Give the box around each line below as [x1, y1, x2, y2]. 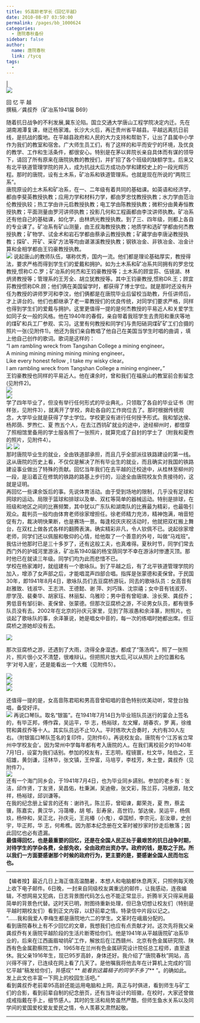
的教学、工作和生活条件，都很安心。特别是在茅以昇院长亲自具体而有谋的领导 [6, 148, 194, 156]
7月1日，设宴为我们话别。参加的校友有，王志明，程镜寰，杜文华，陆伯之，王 [6, 749, 194, 756]
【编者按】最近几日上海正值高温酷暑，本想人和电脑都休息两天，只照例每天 [6, 878, 189, 885]
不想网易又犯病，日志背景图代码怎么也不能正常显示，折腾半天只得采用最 [16, 892, 194, 900]
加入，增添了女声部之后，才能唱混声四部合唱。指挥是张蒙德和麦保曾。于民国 [6, 570, 194, 577]
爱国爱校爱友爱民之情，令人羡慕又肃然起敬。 [21, 1004, 132, 1011]
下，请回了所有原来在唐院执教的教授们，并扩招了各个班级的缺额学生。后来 [6, 156, 189, 163]
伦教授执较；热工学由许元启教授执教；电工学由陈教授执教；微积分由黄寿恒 [6, 201, 189, 208]
